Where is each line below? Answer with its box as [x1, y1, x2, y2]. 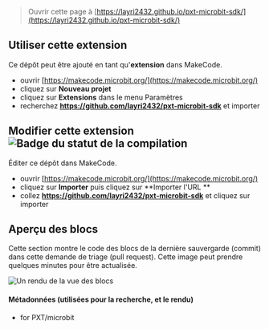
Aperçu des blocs [8, 222, 99, 236]
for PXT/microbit [19, 312, 75, 322]
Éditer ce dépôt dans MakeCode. [8, 158, 117, 168]
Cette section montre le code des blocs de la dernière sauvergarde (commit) [8, 244, 262, 254]
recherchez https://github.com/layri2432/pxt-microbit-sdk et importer [19, 100, 260, 111]
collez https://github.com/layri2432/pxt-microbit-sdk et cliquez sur [19, 190, 251, 200]
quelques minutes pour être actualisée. [8, 261, 138, 270]
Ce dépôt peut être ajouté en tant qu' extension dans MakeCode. [8, 59, 222, 69]
